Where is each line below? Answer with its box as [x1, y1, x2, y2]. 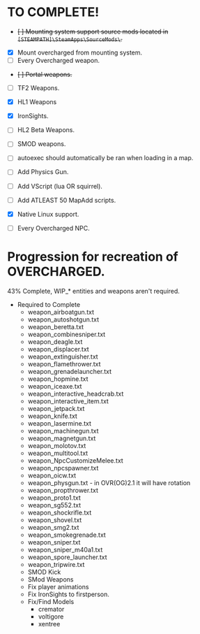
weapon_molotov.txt [27, 441, 86, 449]
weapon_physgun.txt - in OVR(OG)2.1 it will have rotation [27, 478, 191, 487]
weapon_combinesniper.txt [27, 330, 106, 338]
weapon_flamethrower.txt [27, 359, 101, 368]
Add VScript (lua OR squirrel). [17, 182, 103, 190]
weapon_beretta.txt [27, 322, 84, 331]
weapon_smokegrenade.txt [27, 531, 106, 539]
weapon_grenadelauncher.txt [27, 367, 111, 375]
